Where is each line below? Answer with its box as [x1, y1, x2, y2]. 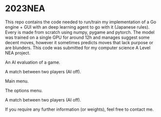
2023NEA [5, 3, 45, 14]
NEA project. [5, 50, 31, 56]
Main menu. [5, 78, 29, 84]
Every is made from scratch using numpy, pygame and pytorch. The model [5, 29, 155, 35]
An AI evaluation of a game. [5, 59, 61, 65]
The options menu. [5, 87, 43, 93]
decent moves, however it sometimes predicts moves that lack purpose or [5, 39, 154, 45]
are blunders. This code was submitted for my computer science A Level [5, 45, 151, 50]
